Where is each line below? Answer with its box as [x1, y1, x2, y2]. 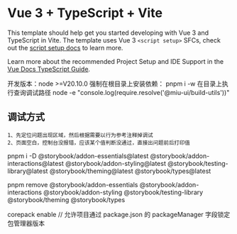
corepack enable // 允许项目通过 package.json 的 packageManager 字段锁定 [7, 210, 231, 218]
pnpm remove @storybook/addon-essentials [7, 180, 138, 189]
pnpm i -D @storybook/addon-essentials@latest [7, 151, 149, 160]
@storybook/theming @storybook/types [7, 195, 126, 204]
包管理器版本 [7, 218, 45, 228]
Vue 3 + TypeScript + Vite [7, 5, 163, 21]
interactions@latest [7, 159, 64, 167]
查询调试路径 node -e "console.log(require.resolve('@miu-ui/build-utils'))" [13, 88, 230, 96]
